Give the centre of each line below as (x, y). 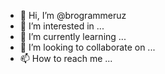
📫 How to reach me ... (66, 58)
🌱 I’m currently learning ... (73, 36)
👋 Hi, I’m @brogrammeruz (73, 15)
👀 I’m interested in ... (62, 26)
